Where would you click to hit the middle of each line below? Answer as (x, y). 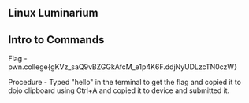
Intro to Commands (56, 40)
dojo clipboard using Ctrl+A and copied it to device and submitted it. (119, 90)
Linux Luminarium (53, 13)
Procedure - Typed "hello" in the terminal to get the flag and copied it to (125, 83)
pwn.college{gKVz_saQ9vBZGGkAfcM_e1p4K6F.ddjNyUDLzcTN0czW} (123, 67)
